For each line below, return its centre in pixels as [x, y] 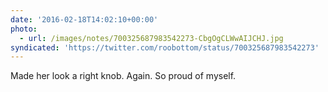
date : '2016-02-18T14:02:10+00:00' [84, 19]
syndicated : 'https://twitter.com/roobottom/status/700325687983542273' [165, 47]
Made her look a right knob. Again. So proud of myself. [123, 76]
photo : [24, 29]
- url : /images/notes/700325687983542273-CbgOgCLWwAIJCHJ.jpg [151, 38]
